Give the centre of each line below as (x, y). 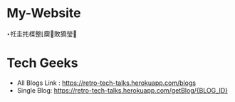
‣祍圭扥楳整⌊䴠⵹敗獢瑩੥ (42, 34)
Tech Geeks (43, 63)
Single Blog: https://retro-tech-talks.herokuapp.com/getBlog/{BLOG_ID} (122, 90)
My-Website (44, 13)
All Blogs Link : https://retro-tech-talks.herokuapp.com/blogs (106, 83)
